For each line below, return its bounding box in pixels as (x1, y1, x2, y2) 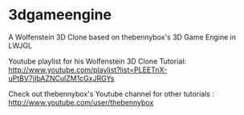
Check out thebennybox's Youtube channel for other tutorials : (8, 88, 215, 98)
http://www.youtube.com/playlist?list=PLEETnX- (8, 64, 168, 74)
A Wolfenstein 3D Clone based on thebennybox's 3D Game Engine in (8, 32, 237, 42)
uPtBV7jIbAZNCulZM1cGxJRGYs (8, 73, 115, 83)
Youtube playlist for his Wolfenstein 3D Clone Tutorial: (8, 56, 187, 66)
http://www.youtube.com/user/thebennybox (8, 97, 154, 107)
